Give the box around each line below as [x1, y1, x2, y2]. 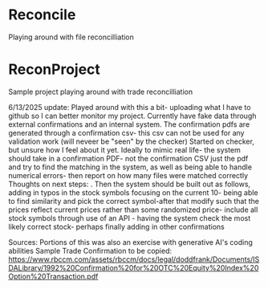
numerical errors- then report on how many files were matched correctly [8, 170, 249, 180]
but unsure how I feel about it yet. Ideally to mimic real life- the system [8, 144, 241, 154]
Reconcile [8, 6, 76, 24]
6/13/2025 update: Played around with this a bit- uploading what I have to [8, 102, 251, 112]
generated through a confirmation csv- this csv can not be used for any [8, 128, 245, 137]
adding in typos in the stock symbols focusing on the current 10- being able [8, 187, 258, 197]
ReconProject [8, 60, 100, 79]
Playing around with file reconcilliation [8, 32, 135, 42]
